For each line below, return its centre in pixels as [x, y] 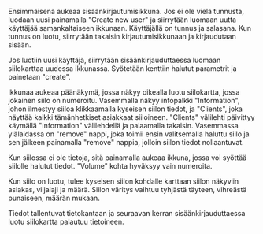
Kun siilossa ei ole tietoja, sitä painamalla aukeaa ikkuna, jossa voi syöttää [128, 158]
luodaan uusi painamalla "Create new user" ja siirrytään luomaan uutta [122, 20]
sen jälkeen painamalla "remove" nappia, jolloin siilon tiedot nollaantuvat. [126, 142]
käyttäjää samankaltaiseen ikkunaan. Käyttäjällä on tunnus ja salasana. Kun [130, 28]
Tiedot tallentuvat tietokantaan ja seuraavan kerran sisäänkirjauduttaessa [127, 213]
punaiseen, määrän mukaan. [54, 198]
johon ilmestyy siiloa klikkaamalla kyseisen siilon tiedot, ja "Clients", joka [125, 109]
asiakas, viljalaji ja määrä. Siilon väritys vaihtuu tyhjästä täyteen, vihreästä [128, 189]
